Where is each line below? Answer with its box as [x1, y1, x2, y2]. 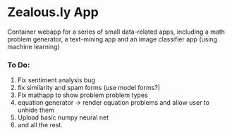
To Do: [7, 60, 30, 70]
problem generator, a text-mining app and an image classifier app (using [7, 34, 217, 43]
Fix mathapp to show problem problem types [17, 91, 148, 99]
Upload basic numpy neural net [17, 113, 109, 122]
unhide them [17, 106, 54, 115]
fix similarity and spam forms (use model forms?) [17, 84, 161, 92]
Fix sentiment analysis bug [17, 76, 95, 84]
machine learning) [7, 42, 60, 51]
